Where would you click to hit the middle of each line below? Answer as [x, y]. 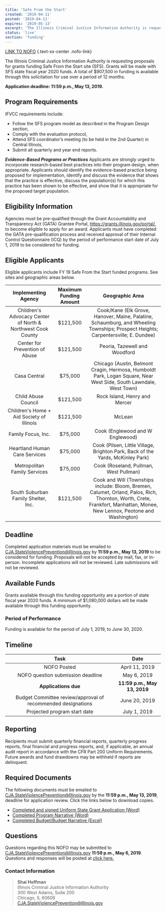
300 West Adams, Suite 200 [46, 892]
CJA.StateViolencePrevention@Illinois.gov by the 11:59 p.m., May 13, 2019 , [82, 795]
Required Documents [38, 778]
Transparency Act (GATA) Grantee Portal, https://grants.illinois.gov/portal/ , [81, 224]
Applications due [60, 686]
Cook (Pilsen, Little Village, [123, 445]
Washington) [123, 517]
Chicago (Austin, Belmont [123, 363]
